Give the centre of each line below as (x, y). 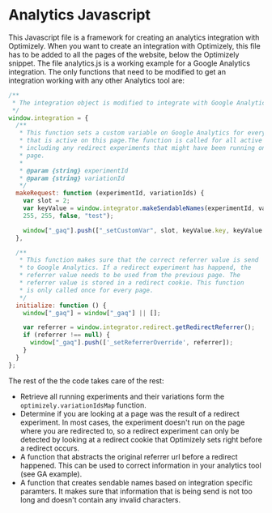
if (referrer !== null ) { (67, 335)
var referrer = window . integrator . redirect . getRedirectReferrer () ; (139, 327)
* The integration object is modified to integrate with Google (122, 103)
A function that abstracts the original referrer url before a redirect (129, 456)
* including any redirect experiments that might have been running (137, 148)
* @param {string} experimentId (74, 171)
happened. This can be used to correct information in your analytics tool (140, 465)
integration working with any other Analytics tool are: (96, 80)
